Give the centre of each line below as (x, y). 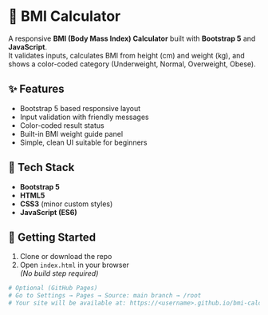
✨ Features (36, 89)
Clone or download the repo (66, 257)
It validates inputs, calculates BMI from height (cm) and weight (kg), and (126, 55)
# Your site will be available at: (67, 303)
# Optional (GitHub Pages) (53, 288)
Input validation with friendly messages (84, 117)
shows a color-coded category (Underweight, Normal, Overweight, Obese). (132, 64)
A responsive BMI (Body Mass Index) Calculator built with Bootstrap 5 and (132, 38)
